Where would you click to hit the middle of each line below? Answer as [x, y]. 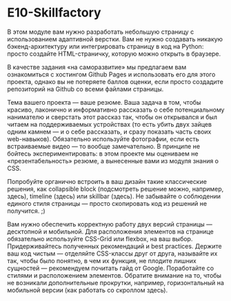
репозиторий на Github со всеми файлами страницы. [86, 89]
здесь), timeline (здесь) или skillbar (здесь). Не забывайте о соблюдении [114, 196]
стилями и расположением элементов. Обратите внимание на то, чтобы [114, 275]
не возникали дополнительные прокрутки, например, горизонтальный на [115, 282]
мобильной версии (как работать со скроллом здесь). [87, 290]
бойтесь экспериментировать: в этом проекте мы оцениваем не [103, 154]
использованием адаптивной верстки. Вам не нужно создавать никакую [115, 39]
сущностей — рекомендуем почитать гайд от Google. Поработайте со [111, 268]
